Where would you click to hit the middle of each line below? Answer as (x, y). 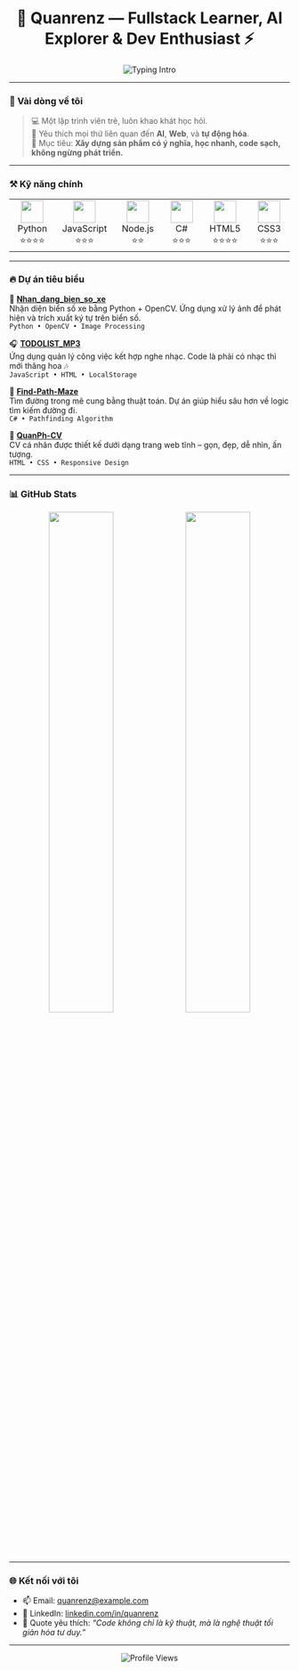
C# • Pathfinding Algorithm (61, 419)
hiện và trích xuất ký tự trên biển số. (75, 318)
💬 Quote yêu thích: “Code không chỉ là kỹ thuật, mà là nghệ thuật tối (148, 1623)
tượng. (21, 454)
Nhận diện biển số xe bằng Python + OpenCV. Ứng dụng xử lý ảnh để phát (145, 308)
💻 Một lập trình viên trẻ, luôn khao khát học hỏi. (119, 121)
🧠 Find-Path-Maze (44, 391)
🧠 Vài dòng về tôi (46, 101)
